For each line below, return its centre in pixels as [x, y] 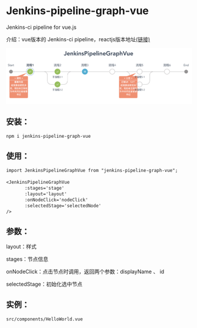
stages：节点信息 [27, 259]
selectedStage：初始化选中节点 [44, 284]
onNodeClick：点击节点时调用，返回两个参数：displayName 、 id [85, 271]
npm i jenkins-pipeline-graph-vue [49, 137]
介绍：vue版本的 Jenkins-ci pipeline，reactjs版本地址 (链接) [78, 39]
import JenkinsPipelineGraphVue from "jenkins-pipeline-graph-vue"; [92, 171]
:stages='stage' [45, 188]
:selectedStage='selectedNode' [63, 206]
